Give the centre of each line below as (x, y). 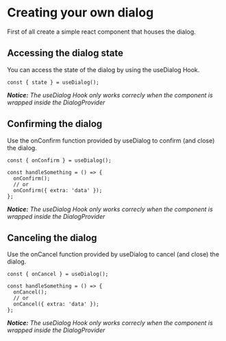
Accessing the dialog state (65, 53)
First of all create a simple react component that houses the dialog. (102, 32)
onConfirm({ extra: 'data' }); (58, 190)
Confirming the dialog (55, 124)
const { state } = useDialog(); (53, 82)
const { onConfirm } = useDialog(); (59, 160)
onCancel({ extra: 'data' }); (56, 304)
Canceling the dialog (52, 238)
